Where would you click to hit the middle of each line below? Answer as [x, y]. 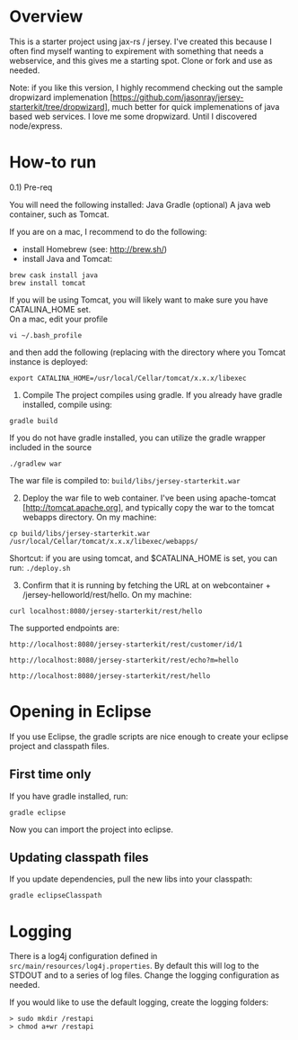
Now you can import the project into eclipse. [91, 829]
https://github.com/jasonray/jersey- [178, 97]
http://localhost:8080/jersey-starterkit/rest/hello [110, 676]
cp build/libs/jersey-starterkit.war [80, 533]
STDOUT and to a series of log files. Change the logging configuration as [145, 975]
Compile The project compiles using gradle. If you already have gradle [152, 394]
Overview [46, 17]
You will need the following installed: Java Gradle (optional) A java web [140, 204]
